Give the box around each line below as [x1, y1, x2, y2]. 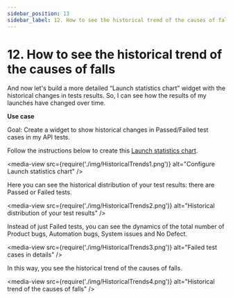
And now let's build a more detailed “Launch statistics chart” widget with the [7, 84, 226, 92]
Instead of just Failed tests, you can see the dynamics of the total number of [7, 223, 225, 231]
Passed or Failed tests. [7, 188, 72, 196]
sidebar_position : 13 [7, 10, 70, 17]
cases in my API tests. [7, 133, 71, 142]
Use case [7, 112, 35, 121]
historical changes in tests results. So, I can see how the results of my [7, 92, 207, 100]
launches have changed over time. [7, 99, 106, 108]
